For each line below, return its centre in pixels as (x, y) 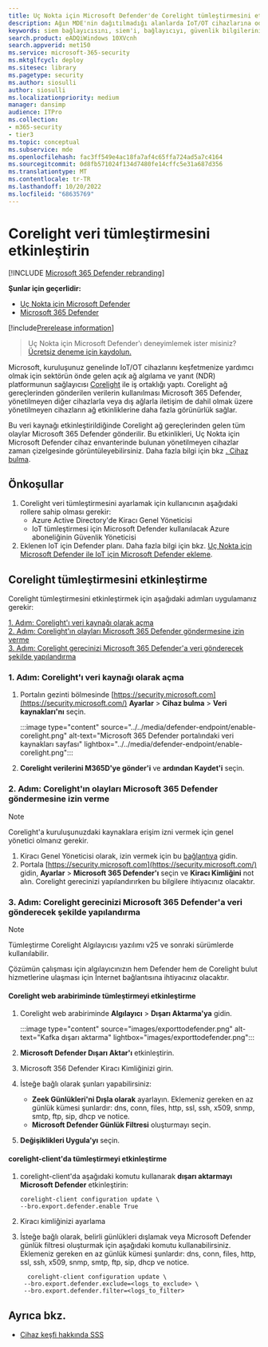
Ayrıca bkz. (37, 1315)
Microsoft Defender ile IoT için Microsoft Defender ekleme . (116, 554)
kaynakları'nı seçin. (53, 711)
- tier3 (21, 134)
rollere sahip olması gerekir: (65, 512)
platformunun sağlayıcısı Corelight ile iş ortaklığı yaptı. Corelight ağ (118, 384)
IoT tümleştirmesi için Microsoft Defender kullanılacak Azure (130, 529)
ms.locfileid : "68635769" (51, 194)
